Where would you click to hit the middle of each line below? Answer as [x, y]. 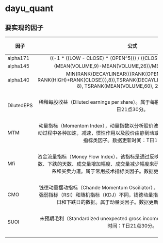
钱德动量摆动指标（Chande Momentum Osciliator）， [98, 187]
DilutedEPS [20, 105]
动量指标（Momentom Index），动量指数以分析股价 [96, 126]
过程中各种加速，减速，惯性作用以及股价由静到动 [98, 133]
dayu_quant [29, 8]
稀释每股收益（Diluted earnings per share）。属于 [94, 102]
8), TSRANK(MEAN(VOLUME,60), [115, 86]
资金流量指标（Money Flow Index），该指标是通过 [94, 157]
